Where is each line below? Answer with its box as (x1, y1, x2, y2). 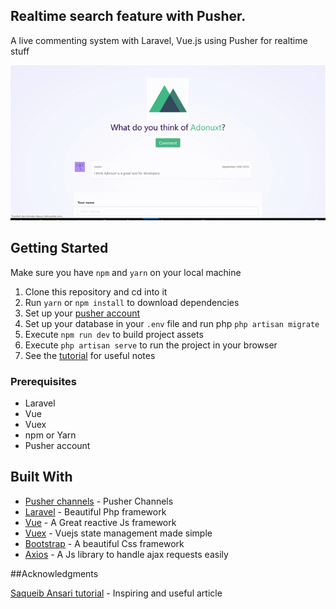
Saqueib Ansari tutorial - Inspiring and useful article (10, 587, 223, 599)
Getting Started (10, 240, 109, 257)
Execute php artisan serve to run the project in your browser (24, 339, 278, 351)
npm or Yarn (24, 429, 77, 441)
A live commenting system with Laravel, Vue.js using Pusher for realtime (10, 34, 308, 46)
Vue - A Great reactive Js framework (24, 516, 177, 528)
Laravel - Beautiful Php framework (24, 505, 167, 518)
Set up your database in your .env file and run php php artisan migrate (24, 317, 320, 329)
